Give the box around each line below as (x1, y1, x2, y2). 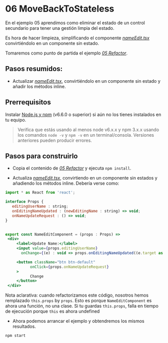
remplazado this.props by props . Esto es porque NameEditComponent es (5, 298, 152, 304)
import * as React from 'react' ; (5, 190, 75, 195)
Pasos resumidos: (5, 65, 63, 73)
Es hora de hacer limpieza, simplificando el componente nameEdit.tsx (5, 35, 150, 41)
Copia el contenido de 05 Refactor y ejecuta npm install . (12, 165, 132, 171)
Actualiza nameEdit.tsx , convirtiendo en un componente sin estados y (12, 175, 157, 181)
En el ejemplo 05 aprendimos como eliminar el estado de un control (5, 20, 145, 26)
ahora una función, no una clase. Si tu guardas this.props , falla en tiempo (5, 303, 158, 309)
